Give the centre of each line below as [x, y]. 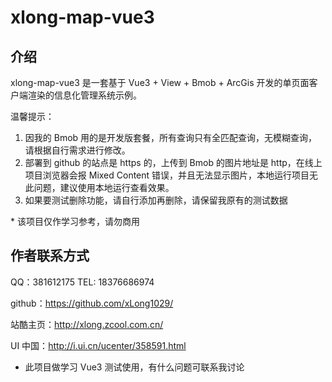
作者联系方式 [50, 256]
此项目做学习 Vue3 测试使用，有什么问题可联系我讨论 [134, 367]
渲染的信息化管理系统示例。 [84, 95]
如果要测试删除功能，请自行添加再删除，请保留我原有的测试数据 [156, 200]
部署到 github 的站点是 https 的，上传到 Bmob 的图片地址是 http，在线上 [173, 162]
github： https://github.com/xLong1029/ [92, 303]
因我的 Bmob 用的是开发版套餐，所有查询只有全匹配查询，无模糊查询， [171, 137]
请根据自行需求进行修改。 [77, 150]
